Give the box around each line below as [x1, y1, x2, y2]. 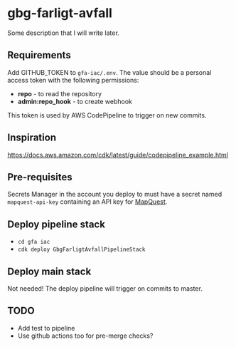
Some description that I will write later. [7, 29, 119, 37]
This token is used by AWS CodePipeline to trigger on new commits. [7, 110, 207, 119]
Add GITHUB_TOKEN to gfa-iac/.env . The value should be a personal [7, 68, 212, 76]
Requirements [7, 49, 71, 61]
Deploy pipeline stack [7, 218, 105, 230]
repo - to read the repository [17, 89, 102, 98]
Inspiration [7, 132, 57, 144]
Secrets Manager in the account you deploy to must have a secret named [7, 190, 222, 199]
